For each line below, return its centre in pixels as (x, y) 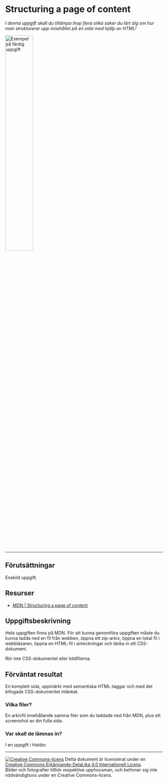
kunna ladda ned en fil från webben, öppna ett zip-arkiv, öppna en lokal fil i (82, 638)
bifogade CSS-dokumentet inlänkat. (42, 692)
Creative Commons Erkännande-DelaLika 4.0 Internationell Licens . (74, 764)
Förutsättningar (30, 566)
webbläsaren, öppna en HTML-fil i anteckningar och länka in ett (70, 643)
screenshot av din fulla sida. (34, 721)
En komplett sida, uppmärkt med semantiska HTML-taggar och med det (79, 686)
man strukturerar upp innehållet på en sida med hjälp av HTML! (71, 28)
